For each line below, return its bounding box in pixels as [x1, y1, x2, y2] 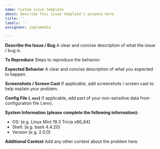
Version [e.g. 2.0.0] [12, 129, 51, 135]
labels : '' [5, 20, 27, 26]
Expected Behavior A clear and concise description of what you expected [5, 66, 153, 72]
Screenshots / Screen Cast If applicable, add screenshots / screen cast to [5, 81, 154, 87]
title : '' [5, 16, 25, 21]
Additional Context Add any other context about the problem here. [5, 138, 139, 145]
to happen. [5, 71, 27, 77]
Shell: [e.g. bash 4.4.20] [12, 124, 61, 130]
